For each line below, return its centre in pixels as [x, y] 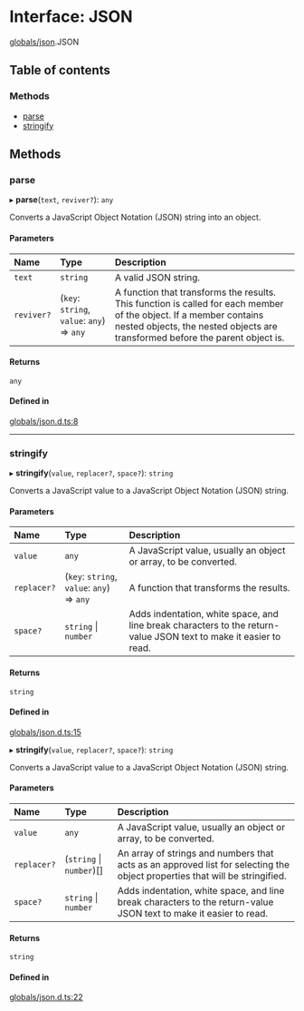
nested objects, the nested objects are [196, 326]
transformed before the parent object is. [199, 338]
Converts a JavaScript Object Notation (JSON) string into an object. [135, 217]
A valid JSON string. [157, 277]
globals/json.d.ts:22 [46, 997]
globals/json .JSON [44, 42]
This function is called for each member [199, 303]
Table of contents [60, 70]
